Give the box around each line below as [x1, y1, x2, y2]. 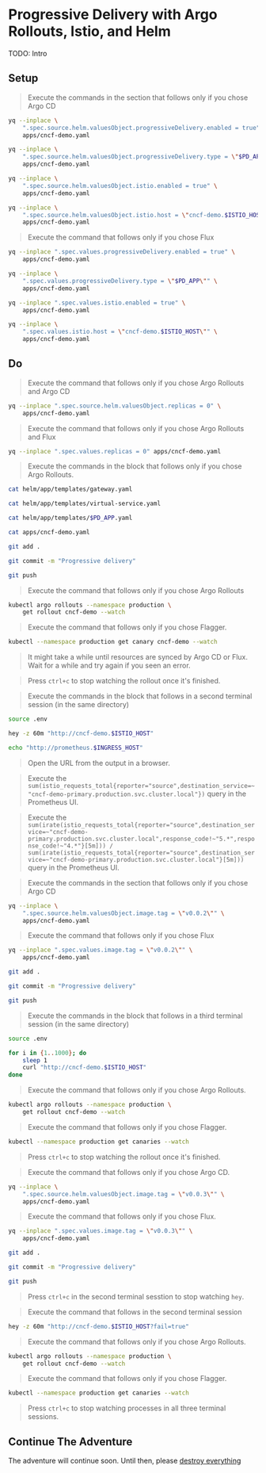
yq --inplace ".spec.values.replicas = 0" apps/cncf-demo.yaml [8, 447, 222, 455]
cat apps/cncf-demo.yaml [8, 529, 90, 537]
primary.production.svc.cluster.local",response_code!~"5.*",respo [27, 835, 255, 843]
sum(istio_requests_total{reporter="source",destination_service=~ [27, 782, 255, 790]
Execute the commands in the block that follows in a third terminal [27, 1011, 243, 1020]
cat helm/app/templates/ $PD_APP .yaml [8, 514, 133, 522]
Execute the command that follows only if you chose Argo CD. [27, 1167, 230, 1176]
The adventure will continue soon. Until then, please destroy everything [8, 1456, 241, 1466]
